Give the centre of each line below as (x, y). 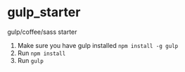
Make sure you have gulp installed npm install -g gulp (98, 45)
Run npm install (42, 53)
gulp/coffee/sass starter (42, 32)
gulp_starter (44, 12)
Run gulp (30, 60)
